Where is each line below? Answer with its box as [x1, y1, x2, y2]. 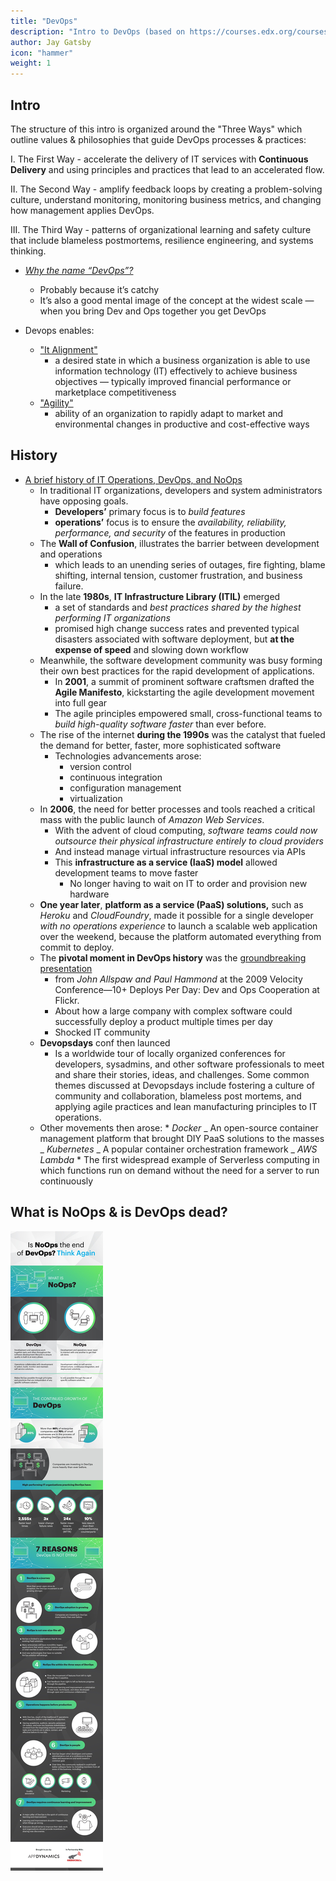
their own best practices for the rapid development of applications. [39, 665, 315, 677]
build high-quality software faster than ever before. [54, 718, 267, 730]
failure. [54, 580, 84, 592]
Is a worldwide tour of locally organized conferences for [54, 1047, 286, 1059]
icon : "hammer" [10, 48, 74, 58]
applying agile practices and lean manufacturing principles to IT [54, 1100, 318, 1112]
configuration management [69, 781, 182, 794]
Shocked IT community [54, 1026, 151, 1038]
